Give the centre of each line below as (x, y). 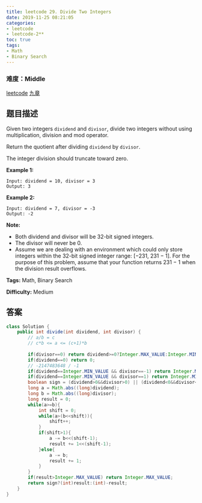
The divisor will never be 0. (48, 243)
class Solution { (28, 326)
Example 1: (20, 170)
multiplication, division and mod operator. (58, 135)
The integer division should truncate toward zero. (67, 158)
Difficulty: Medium (30, 292)
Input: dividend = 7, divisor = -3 (51, 208)
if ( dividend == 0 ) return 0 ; (62, 360)
